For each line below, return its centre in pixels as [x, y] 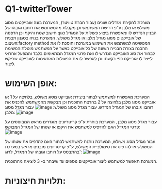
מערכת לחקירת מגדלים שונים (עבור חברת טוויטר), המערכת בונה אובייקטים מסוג [78, 22]
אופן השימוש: [31, 83]
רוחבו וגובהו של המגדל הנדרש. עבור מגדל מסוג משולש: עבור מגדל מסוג [79, 107]
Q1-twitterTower [39, 9]
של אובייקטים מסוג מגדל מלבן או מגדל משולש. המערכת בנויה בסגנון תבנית [73, 38]
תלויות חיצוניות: [35, 181]
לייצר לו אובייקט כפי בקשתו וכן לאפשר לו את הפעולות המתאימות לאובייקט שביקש [79, 58]
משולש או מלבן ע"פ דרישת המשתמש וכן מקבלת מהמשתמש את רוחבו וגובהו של [77, 27]
